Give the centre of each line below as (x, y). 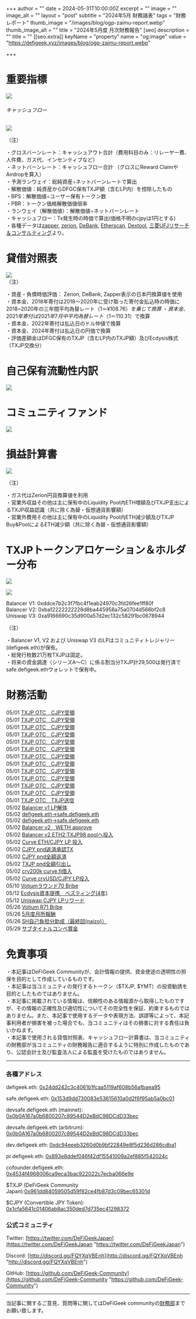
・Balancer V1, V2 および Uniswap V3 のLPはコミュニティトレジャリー (90, 640)
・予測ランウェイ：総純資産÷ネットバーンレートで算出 (71, 182)
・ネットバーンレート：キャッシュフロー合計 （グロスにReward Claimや (92, 167)
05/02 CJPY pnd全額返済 (36, 857)
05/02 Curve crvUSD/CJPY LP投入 (48, 878)
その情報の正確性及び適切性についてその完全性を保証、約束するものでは (103, 1008)
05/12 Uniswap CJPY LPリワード (45, 900)
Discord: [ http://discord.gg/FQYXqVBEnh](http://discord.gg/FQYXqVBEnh (94, 1256)
